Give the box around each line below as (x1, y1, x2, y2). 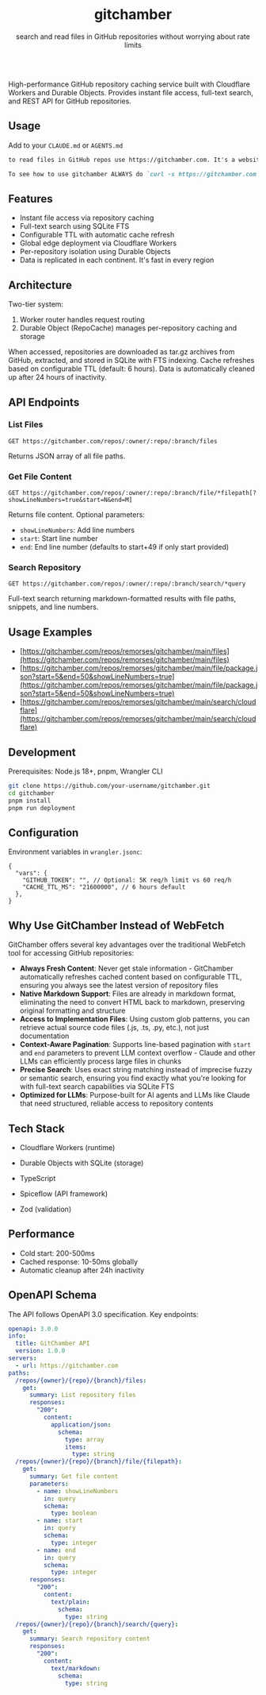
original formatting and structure (19, 1006, 126, 1016)
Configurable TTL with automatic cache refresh (19, 230, 175, 240)
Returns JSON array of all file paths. (8, 451, 126, 461)
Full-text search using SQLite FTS (19, 222, 130, 231)
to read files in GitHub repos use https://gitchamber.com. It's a (8, 156, 236, 164)
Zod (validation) (19, 1204, 72, 1214)
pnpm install (8, 797, 51, 805)
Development (8, 745, 77, 759)
